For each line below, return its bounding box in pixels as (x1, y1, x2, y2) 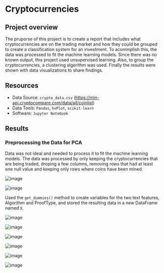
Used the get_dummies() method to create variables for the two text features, (5, 194, 160, 200)
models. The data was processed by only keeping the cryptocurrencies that (5, 156, 158, 162)
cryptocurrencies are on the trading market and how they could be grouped (5, 41, 158, 47)
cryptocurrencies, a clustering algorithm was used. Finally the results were (5, 62, 156, 68)
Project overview (5, 23, 58, 31)
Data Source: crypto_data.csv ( (12, 94, 76, 100)
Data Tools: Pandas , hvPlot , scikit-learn (12, 105, 94, 111)
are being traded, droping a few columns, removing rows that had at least (5, 161, 153, 166)
